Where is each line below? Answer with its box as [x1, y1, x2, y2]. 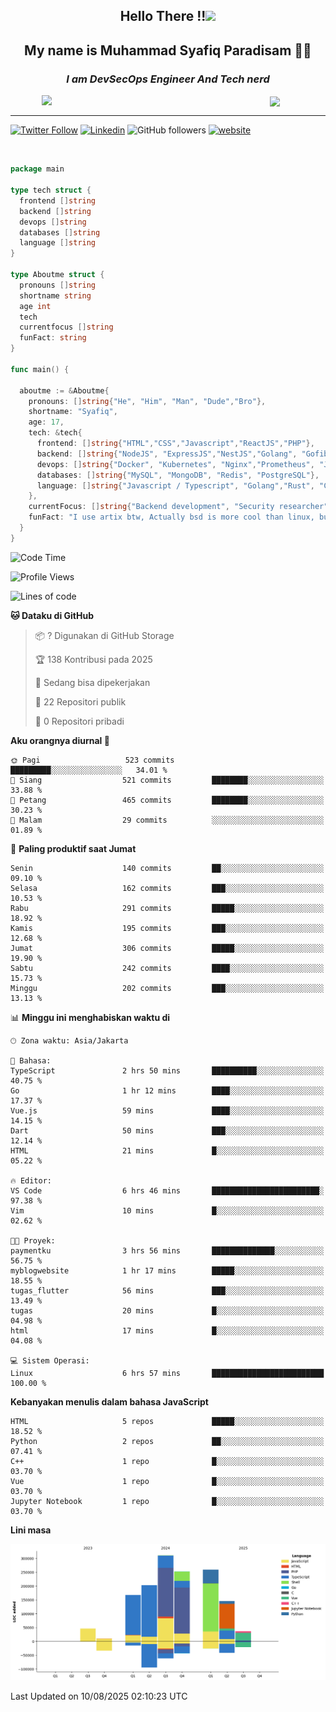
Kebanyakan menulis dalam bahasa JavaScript [10, 1395, 209, 1408]
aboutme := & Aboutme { [19, 385, 110, 396]
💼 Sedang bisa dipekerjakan [34, 676, 151, 688]
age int [19, 301, 52, 311]
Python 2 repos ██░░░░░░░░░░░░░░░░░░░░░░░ [10, 1436, 325, 1446]
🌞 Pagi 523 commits [10, 755, 175, 765]
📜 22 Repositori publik [34, 695, 127, 708]
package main [10, 164, 65, 174]
